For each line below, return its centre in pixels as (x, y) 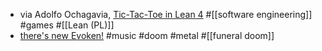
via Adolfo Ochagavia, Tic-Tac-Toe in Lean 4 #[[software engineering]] (166, 14)
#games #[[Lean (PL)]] (67, 25)
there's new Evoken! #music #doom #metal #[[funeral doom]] (147, 35)
